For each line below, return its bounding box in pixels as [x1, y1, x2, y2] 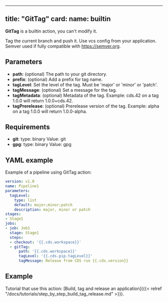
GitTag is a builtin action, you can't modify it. [5, 28, 97, 34]
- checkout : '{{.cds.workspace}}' [9, 239, 81, 245]
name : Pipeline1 [5, 184, 39, 189]
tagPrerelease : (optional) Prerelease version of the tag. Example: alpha [12, 103, 159, 109]
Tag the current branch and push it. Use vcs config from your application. [5, 38, 156, 44]
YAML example [5, 156, 53, 165]
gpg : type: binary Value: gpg [12, 141, 71, 147]
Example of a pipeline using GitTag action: [5, 169, 92, 176]
